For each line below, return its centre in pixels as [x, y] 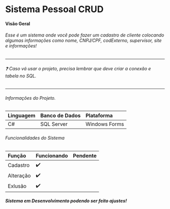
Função [17, 155]
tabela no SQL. [21, 76]
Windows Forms [105, 124]
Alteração [19, 176]
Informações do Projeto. [31, 98]
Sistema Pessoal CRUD [54, 9]
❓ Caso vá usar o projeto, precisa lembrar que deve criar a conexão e [78, 68]
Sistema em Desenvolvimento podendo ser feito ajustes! [66, 201]
